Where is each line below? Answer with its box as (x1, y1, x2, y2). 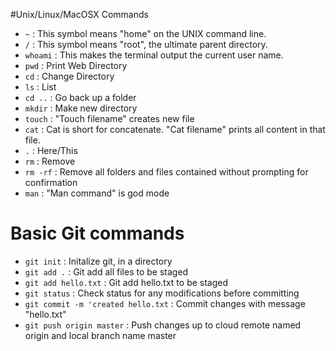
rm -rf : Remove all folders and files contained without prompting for (24, 166, 309, 178)
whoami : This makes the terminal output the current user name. (24, 49, 284, 61)
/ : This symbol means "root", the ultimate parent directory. (24, 39, 268, 50)
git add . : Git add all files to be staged (24, 265, 189, 278)
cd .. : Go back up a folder (24, 92, 137, 103)
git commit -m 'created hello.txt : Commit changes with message (24, 297, 306, 309)
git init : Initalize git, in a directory (24, 255, 173, 267)
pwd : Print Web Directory (24, 60, 128, 71)
